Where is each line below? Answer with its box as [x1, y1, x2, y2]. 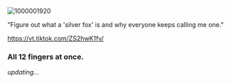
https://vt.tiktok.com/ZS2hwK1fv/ [7, 34, 104, 43]
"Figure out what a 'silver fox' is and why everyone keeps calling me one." [7, 21, 224, 28]
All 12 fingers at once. [7, 52, 84, 62]
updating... [7, 68, 39, 77]
